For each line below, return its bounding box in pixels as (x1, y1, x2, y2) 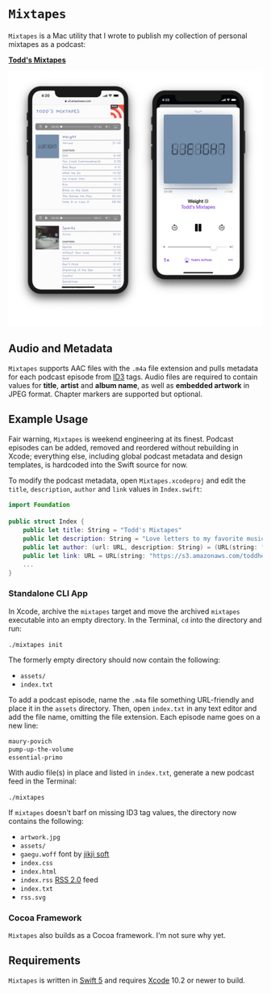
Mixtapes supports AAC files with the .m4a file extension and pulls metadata (8, 363, 259, 373)
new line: (8, 720, 39, 730)
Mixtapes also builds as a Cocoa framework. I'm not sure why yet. (8, 931, 226, 940)
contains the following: (8, 816, 84, 826)
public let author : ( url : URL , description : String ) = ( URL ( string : (23, 543, 258, 551)
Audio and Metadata (8, 342, 113, 356)
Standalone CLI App (8, 588, 89, 599)
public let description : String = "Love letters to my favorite (23, 535, 244, 543)
